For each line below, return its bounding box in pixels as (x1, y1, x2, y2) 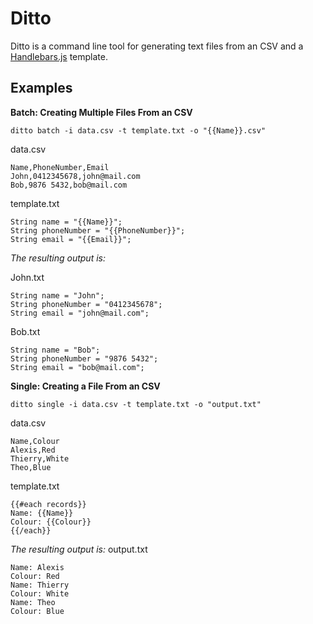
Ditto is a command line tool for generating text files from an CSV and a (10, 40, 304, 52)
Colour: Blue (10, 606, 65, 616)
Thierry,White (10, 453, 70, 464)
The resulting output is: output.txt (10, 543, 148, 555)
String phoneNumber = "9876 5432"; (10, 353, 159, 364)
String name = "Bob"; (10, 345, 101, 355)
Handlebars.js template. (10, 50, 108, 62)
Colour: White (10, 588, 70, 599)
